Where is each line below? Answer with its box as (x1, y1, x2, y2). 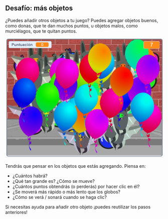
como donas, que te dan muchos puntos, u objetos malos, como (5, 23, 138, 29)
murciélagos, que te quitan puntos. (5, 28, 77, 34)
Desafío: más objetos (5, 4, 73, 13)
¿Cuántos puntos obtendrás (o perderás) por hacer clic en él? (12, 183, 140, 189)
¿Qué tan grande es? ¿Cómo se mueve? (12, 178, 95, 184)
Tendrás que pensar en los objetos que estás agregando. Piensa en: (5, 163, 146, 169)
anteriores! (5, 209, 28, 215)
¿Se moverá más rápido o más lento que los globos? (12, 188, 121, 195)
